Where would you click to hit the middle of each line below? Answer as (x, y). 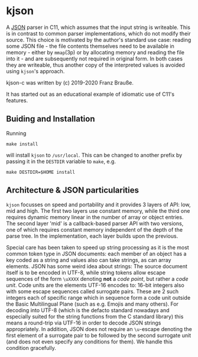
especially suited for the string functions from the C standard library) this (95, 316)
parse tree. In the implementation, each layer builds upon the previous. (92, 236)
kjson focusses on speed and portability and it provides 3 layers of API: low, (98, 205)
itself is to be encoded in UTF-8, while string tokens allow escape (86, 272)
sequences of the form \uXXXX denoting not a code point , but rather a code (97, 278)
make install (22, 144)
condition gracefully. (31, 348)
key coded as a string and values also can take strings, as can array (89, 260)
